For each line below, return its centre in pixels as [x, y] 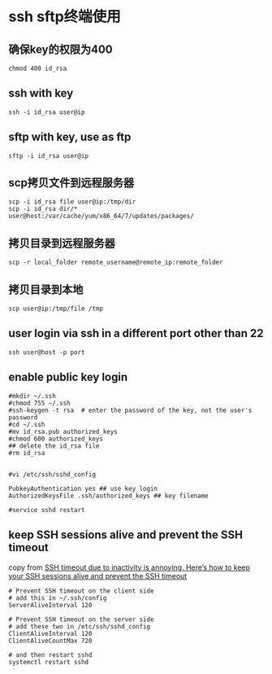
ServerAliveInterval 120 [50, 605]
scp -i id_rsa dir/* [43, 209]
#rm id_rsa [27, 453]
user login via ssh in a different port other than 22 [136, 333]
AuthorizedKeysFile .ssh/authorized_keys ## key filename [108, 496]
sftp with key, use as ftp [70, 137]
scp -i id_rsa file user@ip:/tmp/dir [72, 202]
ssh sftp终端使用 [65, 17]
